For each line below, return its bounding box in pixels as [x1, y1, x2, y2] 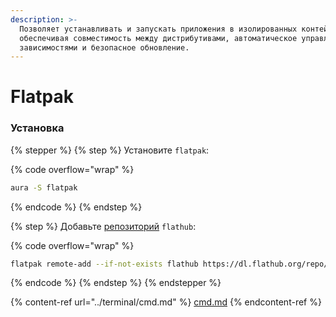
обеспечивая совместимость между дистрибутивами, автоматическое [19, 33, 298, 43]
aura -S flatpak [10, 182, 78, 193]
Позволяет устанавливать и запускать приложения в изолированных [19, 24, 298, 34]
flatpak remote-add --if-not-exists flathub [10, 259, 199, 269]
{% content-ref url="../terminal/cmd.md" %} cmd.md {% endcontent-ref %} [10, 296, 322, 308]
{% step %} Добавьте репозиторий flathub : [10, 220, 197, 232]
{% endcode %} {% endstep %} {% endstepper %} [10, 277, 222, 289]
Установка [10, 121, 65, 135]
